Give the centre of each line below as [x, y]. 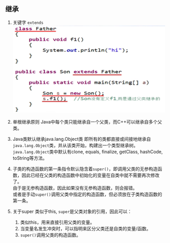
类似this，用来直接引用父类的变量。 [57, 222]
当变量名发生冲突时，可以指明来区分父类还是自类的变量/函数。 [86, 228]
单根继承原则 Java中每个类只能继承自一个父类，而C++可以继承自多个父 [87, 121]
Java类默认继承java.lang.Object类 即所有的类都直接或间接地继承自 [82, 139]
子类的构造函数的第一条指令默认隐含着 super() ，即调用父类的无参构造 [85, 169]
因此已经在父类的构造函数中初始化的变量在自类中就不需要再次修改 [91, 175]
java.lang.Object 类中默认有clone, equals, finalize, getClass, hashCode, [88, 151]
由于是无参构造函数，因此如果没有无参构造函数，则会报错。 [75, 188]
